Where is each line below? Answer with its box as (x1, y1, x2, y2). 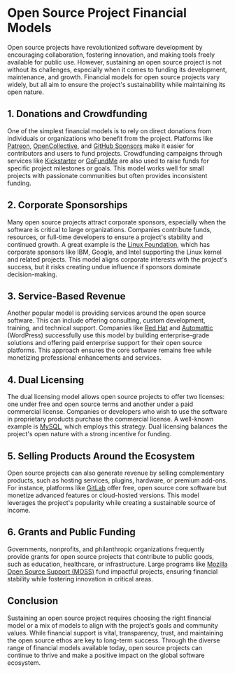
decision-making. (7, 270, 58, 278)
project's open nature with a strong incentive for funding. (7, 430, 172, 438)
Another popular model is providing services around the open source (7, 309, 206, 317)
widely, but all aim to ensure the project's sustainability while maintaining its (7, 80, 226, 88)
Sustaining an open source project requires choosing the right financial (7, 614, 212, 622)
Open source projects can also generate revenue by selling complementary (7, 469, 225, 477)
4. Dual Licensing (7, 374, 85, 386)
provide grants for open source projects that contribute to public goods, (7, 552, 215, 560)
